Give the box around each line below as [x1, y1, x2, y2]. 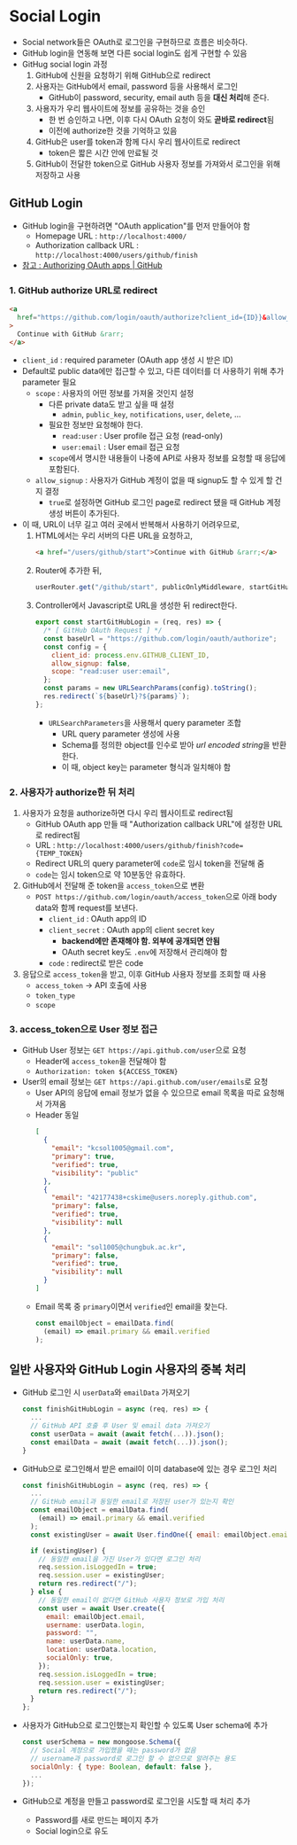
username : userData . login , [45, 1620, 146, 1630]
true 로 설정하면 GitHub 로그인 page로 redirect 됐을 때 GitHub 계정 [48, 497, 281, 508]
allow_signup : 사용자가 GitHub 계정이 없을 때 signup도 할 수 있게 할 [34, 475, 274, 486]
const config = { [42, 642, 108, 651]
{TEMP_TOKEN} [34, 849, 84, 859]
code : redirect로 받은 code [48, 958, 144, 969]
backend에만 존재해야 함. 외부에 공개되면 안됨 [61, 936, 221, 946]
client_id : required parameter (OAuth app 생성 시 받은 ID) [21, 354, 234, 365]
